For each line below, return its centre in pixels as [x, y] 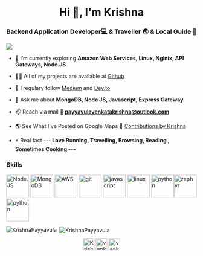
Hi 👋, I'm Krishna [101, 12]
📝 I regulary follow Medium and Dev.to [63, 88]
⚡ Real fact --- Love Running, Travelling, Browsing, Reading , [92, 141]
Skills [14, 165]
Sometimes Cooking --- [45, 149]
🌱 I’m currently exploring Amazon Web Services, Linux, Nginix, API [99, 58]
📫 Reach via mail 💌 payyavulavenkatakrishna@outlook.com [92, 112]
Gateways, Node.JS [40, 65]
